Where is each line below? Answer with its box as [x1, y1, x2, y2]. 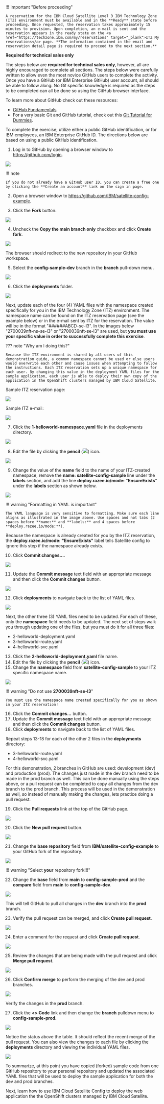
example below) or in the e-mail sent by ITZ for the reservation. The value [5, 318, 154, 323]
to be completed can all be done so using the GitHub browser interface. [5, 88, 150, 94]
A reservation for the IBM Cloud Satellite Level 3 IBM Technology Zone [5, 14, 157, 19]
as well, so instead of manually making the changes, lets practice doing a [5, 791, 153, 797]
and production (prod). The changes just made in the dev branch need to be [5, 770, 159, 776]
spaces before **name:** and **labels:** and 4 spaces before [5, 519, 135, 524]
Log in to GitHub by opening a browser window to [12, 147, 113, 152]
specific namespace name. [12, 670, 68, 675]
